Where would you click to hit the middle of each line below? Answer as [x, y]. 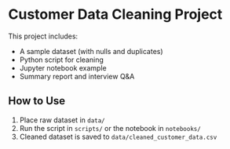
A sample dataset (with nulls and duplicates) [91, 51]
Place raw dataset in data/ [62, 120]
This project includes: [43, 36]
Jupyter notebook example [63, 67]
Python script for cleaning [61, 60]
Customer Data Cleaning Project [115, 15]
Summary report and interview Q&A [77, 76]
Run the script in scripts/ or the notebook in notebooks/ [110, 128]
